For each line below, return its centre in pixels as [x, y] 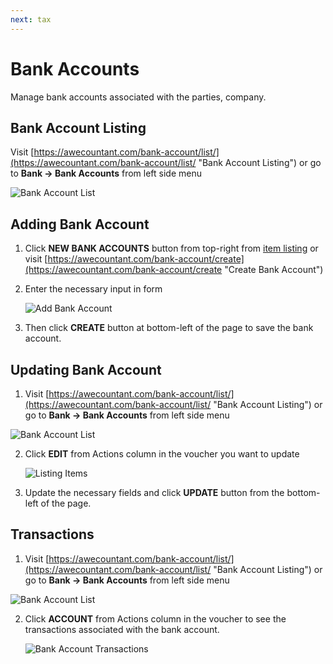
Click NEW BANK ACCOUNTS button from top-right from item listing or [171, 248]
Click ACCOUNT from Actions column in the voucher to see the [155, 618]
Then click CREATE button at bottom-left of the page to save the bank [169, 328]
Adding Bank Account [80, 224]
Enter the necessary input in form [93, 289]
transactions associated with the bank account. [122, 629]
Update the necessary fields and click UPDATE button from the [154, 492]
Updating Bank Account [86, 369]
